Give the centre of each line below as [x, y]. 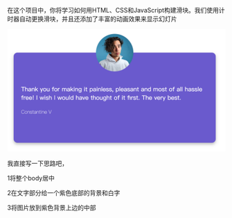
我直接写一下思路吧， [37, 163]
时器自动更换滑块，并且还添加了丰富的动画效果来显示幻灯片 [92, 19]
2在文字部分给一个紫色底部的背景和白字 [64, 192]
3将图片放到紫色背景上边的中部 [52, 208]
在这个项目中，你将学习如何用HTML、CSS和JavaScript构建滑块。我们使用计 [116, 10]
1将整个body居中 [31, 178]
